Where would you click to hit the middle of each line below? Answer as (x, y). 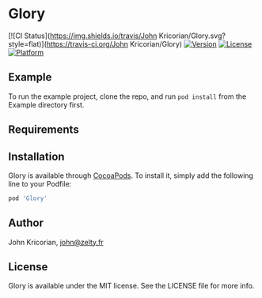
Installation (36, 156)
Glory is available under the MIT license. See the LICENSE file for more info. (131, 286)
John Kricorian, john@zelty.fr (56, 242)
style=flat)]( (28, 43)
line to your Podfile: (40, 183)
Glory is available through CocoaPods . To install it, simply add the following (131, 175)
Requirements (44, 130)
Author (26, 223)
